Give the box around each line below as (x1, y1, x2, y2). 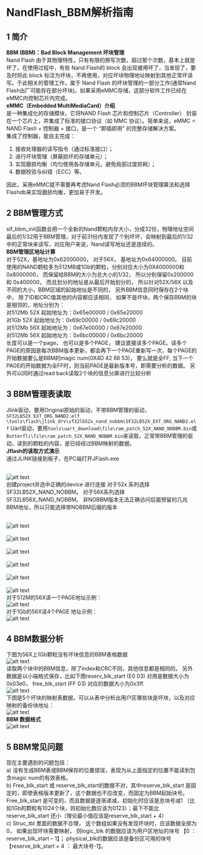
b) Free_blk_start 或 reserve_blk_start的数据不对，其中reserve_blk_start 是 (6, 782, 191, 789)
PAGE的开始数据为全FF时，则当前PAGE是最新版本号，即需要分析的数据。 (6, 362, 189, 369)
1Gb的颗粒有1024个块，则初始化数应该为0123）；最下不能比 (11, 805, 159, 812)
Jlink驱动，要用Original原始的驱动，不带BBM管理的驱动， (6, 406, 150, 414)
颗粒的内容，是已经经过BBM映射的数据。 (32, 440, 135, 447)
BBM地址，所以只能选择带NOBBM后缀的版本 (6, 503, 118, 511)
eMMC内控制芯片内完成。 (6, 95, 71, 101)
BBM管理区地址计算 (6, 248, 56, 255)
